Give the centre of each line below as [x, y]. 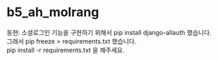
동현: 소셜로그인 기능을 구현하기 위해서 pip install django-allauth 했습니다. [109, 32]
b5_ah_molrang [53, 12]
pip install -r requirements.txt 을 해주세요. [66, 50]
